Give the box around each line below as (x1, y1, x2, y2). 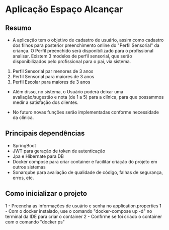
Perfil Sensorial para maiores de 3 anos (12, 74, 95, 79)
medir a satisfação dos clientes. (12, 99, 79, 105)
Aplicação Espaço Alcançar (5, 4, 123, 15)
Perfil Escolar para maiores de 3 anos (12, 79, 91, 85)
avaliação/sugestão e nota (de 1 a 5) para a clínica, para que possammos (12, 94, 164, 100)
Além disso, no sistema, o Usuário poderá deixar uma (12, 89, 124, 94)
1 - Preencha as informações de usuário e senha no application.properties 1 (5, 203, 162, 209)
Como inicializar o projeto (5, 189, 87, 198)
